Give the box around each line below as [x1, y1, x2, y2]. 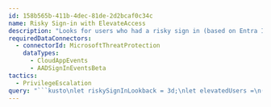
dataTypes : [23, 49, 60, 57]
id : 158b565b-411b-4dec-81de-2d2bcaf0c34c [8, 11, 153, 20]
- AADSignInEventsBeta [29, 64, 106, 72]
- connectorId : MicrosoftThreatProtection [15, 42, 161, 50]
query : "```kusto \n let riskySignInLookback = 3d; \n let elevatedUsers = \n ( [8, 86, 265, 95]
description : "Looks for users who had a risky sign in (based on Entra [8, 27, 258, 35]
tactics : [8, 72, 38, 80]
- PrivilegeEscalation [15, 79, 92, 87]
